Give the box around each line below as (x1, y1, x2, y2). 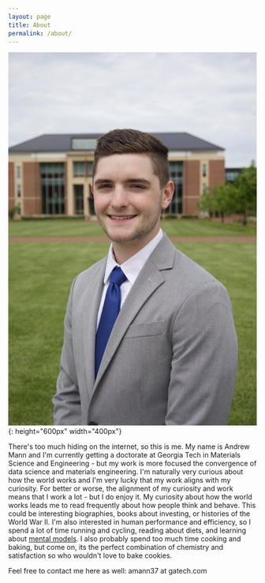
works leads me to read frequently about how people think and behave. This (8, 501, 256, 510)
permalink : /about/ (8, 29, 73, 37)
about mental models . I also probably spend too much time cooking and (8, 534, 241, 544)
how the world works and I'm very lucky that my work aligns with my (8, 476, 231, 485)
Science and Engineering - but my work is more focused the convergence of (8, 458, 257, 469)
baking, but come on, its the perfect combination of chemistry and (8, 543, 223, 552)
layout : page (8, 13, 51, 21)
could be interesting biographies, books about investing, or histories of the (8, 509, 251, 518)
